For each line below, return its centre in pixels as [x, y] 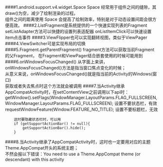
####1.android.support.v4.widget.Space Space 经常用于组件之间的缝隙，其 [81, 7]
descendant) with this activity [35, 159]
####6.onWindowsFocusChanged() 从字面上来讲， [56, 62]
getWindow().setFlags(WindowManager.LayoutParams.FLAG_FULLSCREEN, [81, 98]
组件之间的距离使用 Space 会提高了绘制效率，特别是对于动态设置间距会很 [79, 19]
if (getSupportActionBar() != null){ [52, 124]
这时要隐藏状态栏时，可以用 [37, 119]
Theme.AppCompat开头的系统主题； [42, 148]
